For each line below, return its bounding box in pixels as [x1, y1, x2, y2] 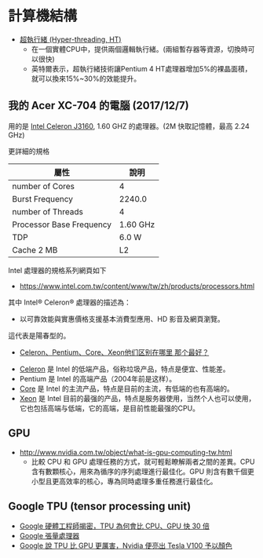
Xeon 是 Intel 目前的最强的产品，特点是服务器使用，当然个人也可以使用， [19, 393, 256, 403]
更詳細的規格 [8, 146, 49, 155]
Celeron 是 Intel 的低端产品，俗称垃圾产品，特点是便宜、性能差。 [19, 364, 230, 374]
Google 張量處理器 [19, 531, 80, 541]
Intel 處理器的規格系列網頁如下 [8, 265, 107, 275]
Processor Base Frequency [12, 219, 112, 230]
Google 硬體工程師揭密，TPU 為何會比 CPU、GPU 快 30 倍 [19, 521, 210, 531]
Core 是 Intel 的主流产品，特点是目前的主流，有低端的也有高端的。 [19, 384, 234, 393]
